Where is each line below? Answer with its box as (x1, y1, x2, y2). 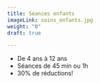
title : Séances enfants (7, 10, 75, 17)
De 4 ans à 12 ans (16, 55, 67, 63)
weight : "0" (7, 23, 41, 30)
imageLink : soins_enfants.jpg (7, 17, 94, 24)
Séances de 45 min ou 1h (16, 62, 89, 70)
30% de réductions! (16, 69, 73, 77)
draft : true (7, 29, 41, 37)
